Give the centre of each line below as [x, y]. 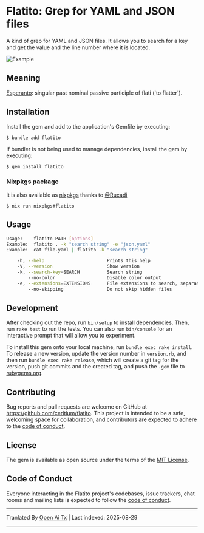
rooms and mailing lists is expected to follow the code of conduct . [89, 500]
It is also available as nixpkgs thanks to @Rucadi [67, 195]
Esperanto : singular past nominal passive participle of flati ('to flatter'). [94, 93]
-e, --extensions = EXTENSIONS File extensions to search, [97, 283]
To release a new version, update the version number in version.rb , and [97, 354]
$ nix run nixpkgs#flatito [40, 206]
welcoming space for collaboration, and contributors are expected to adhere [102, 419]
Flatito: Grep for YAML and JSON [90, 11]
